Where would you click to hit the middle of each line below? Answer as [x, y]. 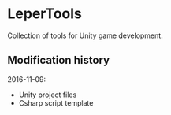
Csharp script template [56, 102]
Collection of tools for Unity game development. [85, 35]
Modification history [59, 60]
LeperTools [45, 14]
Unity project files [48, 95]
